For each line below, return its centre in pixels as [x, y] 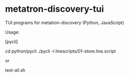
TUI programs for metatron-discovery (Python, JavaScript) [64, 23]
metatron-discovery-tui [55, 9]
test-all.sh [15, 70]
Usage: [12, 32]
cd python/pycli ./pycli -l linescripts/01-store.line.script [61, 51]
